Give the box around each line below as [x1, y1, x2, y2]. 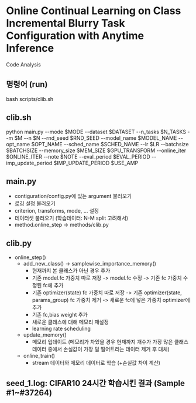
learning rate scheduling [32, 325, 91, 333]
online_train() [23, 352, 56, 360]
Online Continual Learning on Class [6, 4, 181, 18]
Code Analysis [6, 61, 41, 68]
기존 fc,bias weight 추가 [32, 311, 88, 318]
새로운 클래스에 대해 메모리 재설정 [32, 318, 109, 325]
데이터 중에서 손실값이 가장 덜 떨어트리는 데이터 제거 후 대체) [32, 345, 170, 353]
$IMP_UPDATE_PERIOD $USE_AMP [53, 159, 139, 166]
